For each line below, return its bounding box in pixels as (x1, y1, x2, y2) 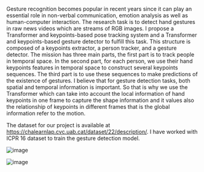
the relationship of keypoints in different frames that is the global (6, 103, 170, 110)
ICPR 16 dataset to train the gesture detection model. (6, 135, 140, 142)
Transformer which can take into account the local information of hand (6, 90, 186, 97)
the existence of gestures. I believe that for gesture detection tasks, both (6, 77, 190, 84)
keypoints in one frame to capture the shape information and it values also (6, 96, 195, 104)
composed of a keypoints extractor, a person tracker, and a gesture (6, 44, 177, 52)
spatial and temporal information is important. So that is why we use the (6, 84, 188, 91)
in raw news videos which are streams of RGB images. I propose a (6, 25, 174, 32)
